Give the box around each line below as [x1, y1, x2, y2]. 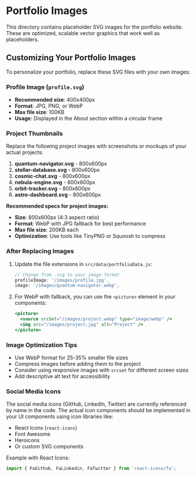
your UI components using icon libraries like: [6, 413, 114, 420]
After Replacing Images [6, 247, 74, 255]
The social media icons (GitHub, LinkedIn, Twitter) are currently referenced [6, 400, 187, 407]
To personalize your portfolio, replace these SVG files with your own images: [6, 68, 191, 75]
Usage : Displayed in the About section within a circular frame [14, 115, 163, 122]
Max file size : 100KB [14, 109, 64, 116]
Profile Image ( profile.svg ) [6, 83, 85, 91]
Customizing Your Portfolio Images [6, 53, 136, 63]
